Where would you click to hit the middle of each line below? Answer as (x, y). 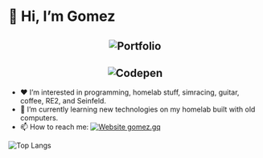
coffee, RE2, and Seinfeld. (63, 101)
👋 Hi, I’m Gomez (62, 16)
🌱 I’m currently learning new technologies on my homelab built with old (138, 109)
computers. (39, 118)
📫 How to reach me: (54, 127)
